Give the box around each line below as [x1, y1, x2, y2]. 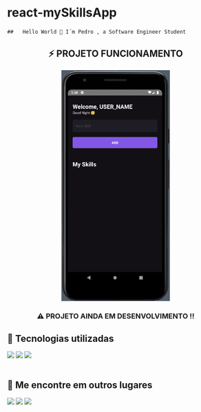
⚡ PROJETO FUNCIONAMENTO [47, 48, 184, 60]
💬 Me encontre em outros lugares [7, 379, 153, 391]
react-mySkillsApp [7, 5, 117, 21]
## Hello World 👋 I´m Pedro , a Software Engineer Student [7, 28, 187, 35]
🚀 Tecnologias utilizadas [7, 332, 114, 345]
